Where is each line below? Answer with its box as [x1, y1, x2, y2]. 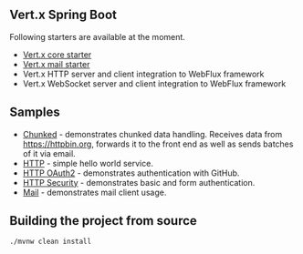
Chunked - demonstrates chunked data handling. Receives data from [22, 128, 283, 139]
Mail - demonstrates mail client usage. [22, 187, 167, 198]
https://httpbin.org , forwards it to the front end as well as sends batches [22, 138, 294, 149]
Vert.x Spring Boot [9, 7, 117, 23]
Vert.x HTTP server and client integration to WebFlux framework [22, 68, 265, 79]
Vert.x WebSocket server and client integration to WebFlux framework [22, 77, 287, 89]
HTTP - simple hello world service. [22, 157, 153, 168]
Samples [9, 105, 61, 120]
